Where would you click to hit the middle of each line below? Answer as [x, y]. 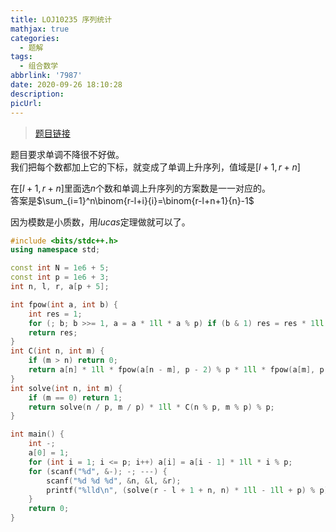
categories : [35, 38]
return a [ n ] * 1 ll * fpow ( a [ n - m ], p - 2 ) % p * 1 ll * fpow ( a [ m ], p [176, 370]
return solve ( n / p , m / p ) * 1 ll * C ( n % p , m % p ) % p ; [151, 407]
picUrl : [26, 103]
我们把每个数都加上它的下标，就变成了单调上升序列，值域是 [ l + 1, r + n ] [155, 167]
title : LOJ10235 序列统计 [61, 19]
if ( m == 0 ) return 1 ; [75, 397]
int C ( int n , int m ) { [57, 351]
